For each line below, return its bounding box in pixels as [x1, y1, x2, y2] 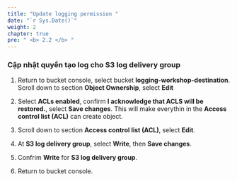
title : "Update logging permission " [7, 10, 119, 18]
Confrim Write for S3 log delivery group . [17, 153, 138, 162]
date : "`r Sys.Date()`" [7, 17, 78, 24]
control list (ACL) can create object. [17, 112, 124, 121]
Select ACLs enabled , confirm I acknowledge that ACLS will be [17, 97, 204, 106]
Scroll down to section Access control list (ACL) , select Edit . [17, 126, 196, 134]
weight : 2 [7, 23, 37, 30]
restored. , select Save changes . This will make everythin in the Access [17, 105, 227, 113]
